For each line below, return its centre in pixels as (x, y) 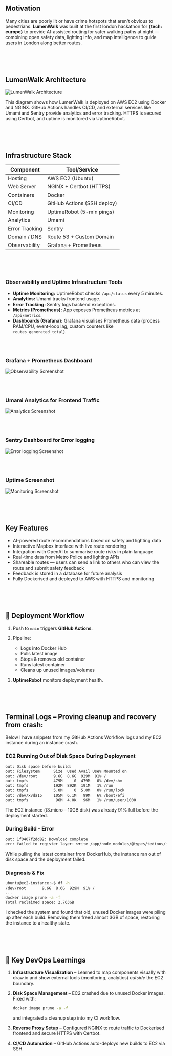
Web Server (22, 187)
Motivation (23, 8)
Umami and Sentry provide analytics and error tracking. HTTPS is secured (83, 113)
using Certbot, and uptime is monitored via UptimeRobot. (65, 118)
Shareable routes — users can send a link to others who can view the (86, 562)
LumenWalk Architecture (46, 80)
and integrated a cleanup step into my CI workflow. (66, 1018)
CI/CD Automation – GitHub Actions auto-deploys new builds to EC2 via (89, 1043)
